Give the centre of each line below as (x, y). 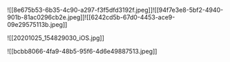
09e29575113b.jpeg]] (37, 24)
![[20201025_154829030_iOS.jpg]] (56, 38)
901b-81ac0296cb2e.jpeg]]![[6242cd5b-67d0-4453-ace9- (91, 17)
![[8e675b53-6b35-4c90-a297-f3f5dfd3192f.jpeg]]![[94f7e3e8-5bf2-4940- (115, 10)
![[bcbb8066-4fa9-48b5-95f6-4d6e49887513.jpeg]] (82, 51)
